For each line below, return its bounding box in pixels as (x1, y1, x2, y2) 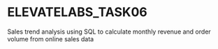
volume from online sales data (7, 34, 94, 43)
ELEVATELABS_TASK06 (7, 4, 148, 20)
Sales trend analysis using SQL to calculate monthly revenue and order (7, 27, 211, 36)
